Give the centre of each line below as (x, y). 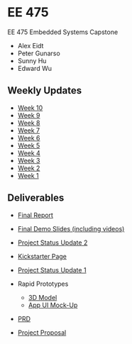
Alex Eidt (31, 45)
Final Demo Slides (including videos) (71, 228)
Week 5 (29, 145)
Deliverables (36, 198)
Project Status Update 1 (52, 270)
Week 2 (29, 168)
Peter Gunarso (39, 53)
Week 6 (29, 138)
